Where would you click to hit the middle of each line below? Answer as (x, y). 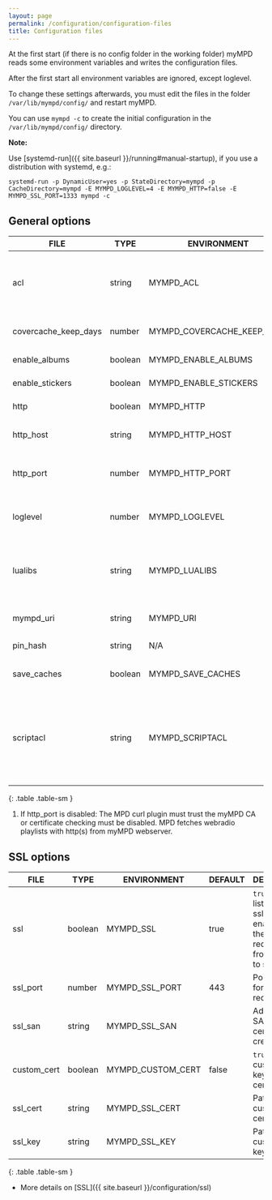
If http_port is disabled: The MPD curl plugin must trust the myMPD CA (138, 814)
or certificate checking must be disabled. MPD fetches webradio (127, 823)
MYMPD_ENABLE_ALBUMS (201, 360)
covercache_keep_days (57, 332)
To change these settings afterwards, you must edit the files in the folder (130, 94)
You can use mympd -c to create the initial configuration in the (110, 118)
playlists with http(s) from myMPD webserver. (96, 831)
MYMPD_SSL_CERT (144, 1108)
